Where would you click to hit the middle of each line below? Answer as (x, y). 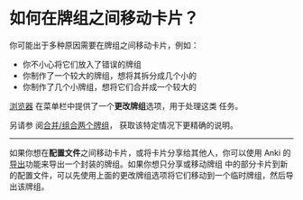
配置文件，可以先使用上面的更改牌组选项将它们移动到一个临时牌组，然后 (151, 175)
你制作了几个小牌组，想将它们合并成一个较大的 (109, 86)
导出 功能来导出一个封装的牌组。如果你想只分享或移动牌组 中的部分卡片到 (145, 164)
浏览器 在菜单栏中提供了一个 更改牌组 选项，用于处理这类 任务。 (126, 105)
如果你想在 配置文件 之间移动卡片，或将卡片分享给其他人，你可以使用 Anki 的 (150, 152)
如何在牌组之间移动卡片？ (105, 18)
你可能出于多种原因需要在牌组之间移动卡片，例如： (104, 45)
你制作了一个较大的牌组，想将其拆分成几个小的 (109, 75)
